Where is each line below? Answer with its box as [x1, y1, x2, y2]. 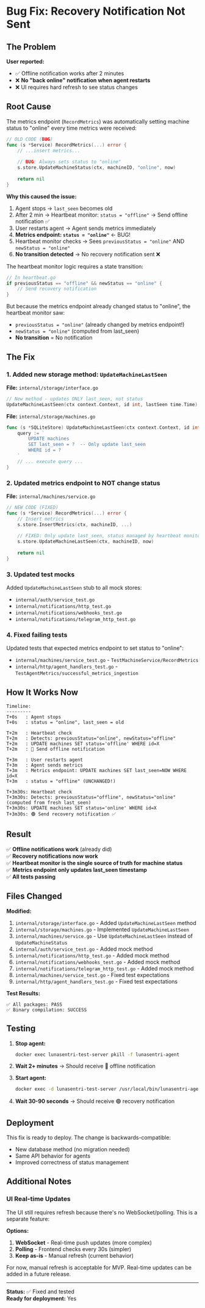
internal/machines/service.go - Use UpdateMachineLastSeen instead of [15, 932, 193, 940]
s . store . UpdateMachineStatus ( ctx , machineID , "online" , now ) [17, 165, 176, 171]
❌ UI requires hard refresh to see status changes [15, 84, 138, 91]
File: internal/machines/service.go [6, 492, 96, 500]
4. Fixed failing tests [6, 630, 68, 639]
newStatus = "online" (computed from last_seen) [15, 327, 140, 335]
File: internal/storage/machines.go [6, 412, 96, 420]
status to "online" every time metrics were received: [6, 124, 137, 132]
